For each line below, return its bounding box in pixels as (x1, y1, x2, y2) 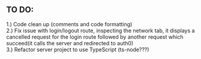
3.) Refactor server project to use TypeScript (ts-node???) (6, 46, 149, 53)
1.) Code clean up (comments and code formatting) (6, 20, 133, 27)
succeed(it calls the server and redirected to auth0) (6, 39, 134, 46)
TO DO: (6, 5, 34, 15)
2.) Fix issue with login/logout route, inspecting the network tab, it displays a (6, 27, 195, 34)
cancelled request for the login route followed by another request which (6, 33, 184, 41)
